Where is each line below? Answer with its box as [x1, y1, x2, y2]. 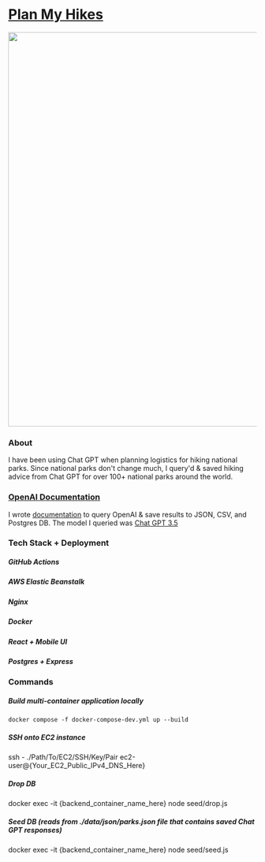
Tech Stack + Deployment [8, 538, 110, 549]
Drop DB [8, 778, 36, 788]
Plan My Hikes [8, 6, 104, 24]
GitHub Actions [8, 558, 60, 567]
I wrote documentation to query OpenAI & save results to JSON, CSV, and [8, 509, 247, 519]
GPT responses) [8, 825, 62, 834]
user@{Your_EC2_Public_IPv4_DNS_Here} [8, 761, 146, 771]
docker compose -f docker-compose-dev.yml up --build [8, 716, 189, 724]
